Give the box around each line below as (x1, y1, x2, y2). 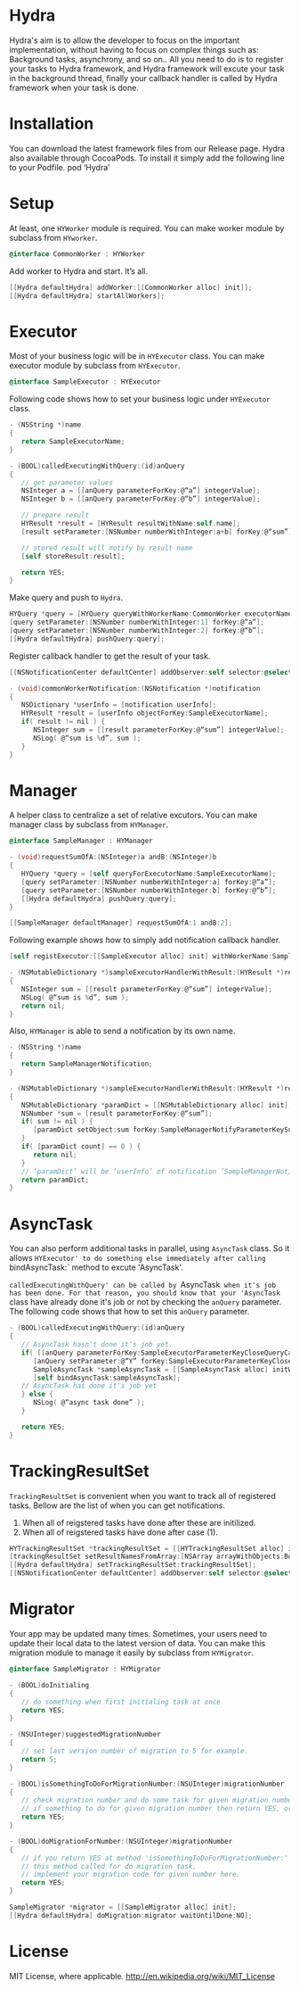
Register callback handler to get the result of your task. (9, 651, 211, 661)
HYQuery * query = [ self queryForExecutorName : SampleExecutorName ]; (20, 869, 277, 879)
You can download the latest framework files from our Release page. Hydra (9, 143, 286, 153)
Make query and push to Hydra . (9, 593, 124, 603)
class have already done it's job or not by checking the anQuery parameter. (9, 1297, 282, 1307)
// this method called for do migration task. (20, 1861, 198, 1870)
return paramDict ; (20, 1175, 90, 1184)
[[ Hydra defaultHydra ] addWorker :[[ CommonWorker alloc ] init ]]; (9, 283, 253, 292)
